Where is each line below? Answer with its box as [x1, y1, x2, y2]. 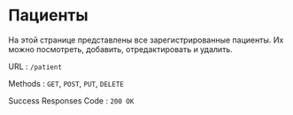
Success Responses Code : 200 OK [8, 95, 135, 106]
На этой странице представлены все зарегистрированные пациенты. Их [8, 34, 284, 45]
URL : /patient [8, 61, 63, 72]
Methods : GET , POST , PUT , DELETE [8, 78, 125, 88]
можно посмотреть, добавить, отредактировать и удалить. [8, 43, 234, 54]
